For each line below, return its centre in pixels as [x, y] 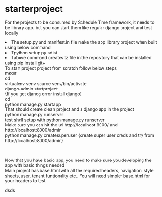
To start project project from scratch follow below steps [61, 68]
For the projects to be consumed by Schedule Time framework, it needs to [80, 22]
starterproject [34, 9]
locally [12, 33]
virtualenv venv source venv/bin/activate [46, 83]
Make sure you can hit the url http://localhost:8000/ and [61, 125]
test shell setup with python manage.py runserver [55, 120]
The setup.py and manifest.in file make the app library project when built [84, 42]
